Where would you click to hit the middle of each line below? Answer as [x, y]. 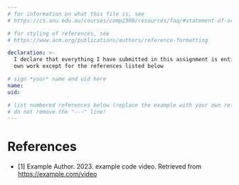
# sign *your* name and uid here [57, 79]
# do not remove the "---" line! [57, 112]
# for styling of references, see [59, 33]
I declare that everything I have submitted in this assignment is [116, 60]
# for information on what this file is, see [76, 14]
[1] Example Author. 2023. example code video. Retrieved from [110, 166]
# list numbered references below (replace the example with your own [114, 105]
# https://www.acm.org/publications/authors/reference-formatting [108, 40]
